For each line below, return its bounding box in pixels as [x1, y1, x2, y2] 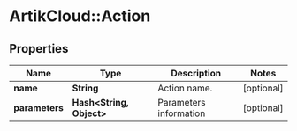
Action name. [157, 82, 213, 94]
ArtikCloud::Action [9, 6, 151, 26]
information [157, 107, 206, 120]
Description [171, 68, 222, 79]
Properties [9, 41, 69, 56]
